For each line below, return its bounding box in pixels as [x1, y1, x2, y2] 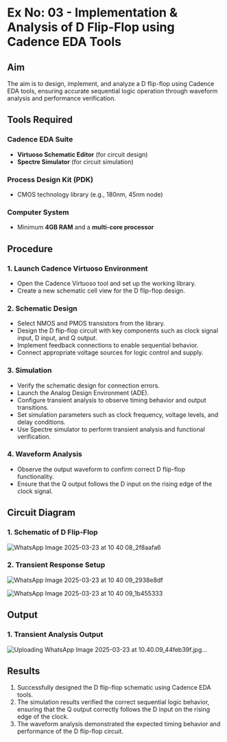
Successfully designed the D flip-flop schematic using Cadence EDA [16, 684, 211, 692]
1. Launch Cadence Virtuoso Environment [7, 263, 149, 273]
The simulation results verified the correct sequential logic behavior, [16, 698, 210, 706]
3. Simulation [7, 366, 52, 375]
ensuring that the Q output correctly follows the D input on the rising [16, 706, 211, 714]
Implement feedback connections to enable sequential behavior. [16, 341, 199, 350]
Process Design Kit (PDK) [7, 175, 94, 184]
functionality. [16, 472, 54, 480]
